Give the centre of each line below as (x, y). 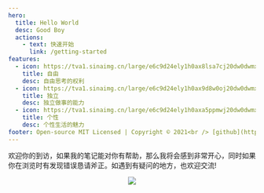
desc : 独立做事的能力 (53, 103)
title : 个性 (40, 118)
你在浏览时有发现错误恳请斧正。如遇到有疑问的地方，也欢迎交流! (113, 165)
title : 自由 (40, 74)
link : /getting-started (68, 52)
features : (24, 60)
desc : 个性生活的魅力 (53, 125)
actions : (29, 37)
